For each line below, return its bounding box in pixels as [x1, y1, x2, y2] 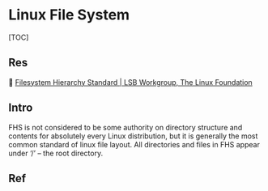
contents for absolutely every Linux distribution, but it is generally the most [8, 131, 258, 141]
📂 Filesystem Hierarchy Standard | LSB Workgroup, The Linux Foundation [8, 77, 253, 87]
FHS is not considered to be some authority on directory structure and [8, 122, 243, 132]
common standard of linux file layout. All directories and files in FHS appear [8, 139, 261, 149]
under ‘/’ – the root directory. [8, 148, 104, 158]
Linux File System [8, 6, 130, 24]
